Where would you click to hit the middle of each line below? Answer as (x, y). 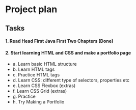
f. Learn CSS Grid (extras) (40, 91)
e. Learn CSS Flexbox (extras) (44, 86)
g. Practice (24, 97)
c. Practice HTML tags (36, 75)
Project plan (31, 9)
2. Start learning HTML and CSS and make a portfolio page (68, 52)
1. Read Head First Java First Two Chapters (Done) (59, 41)
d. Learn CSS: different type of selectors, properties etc (71, 80)
